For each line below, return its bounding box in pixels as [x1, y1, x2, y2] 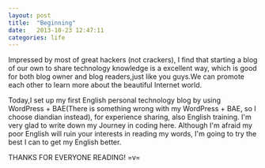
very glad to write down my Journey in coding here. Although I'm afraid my [8, 121, 253, 130]
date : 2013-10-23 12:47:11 [8, 26, 104, 34]
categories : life [8, 33, 66, 42]
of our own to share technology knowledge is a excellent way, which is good [8, 64, 257, 73]
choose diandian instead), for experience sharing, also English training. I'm [8, 112, 252, 122]
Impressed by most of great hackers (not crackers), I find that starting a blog [8, 55, 258, 65]
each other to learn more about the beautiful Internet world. [8, 80, 203, 90]
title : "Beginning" [8, 19, 77, 27]
